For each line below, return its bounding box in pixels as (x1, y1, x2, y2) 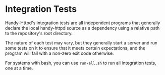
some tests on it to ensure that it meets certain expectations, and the (5, 45, 146, 51)
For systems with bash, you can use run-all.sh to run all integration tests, (5, 60, 157, 66)
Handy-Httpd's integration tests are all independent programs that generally (5, 20, 160, 26)
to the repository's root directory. (5, 30, 73, 36)
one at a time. (5, 65, 33, 71)
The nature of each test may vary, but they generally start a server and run (5, 39, 158, 45)
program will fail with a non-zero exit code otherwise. (5, 50, 114, 56)
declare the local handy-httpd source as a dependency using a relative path (5, 25, 160, 31)
